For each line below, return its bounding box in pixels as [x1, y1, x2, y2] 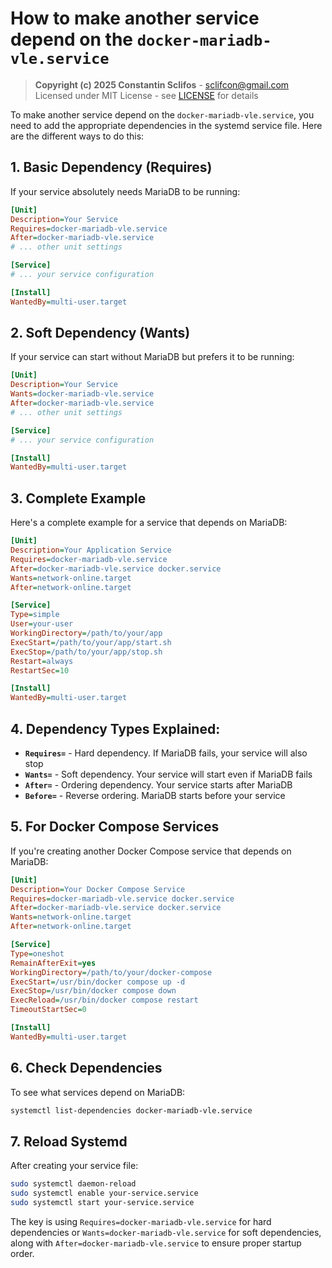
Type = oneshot [10, 948, 65, 959]
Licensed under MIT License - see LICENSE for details [34, 89, 259, 101]
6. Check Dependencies [10, 1060, 163, 1077]
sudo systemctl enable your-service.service [10, 1188, 199, 1199]
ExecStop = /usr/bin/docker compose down [10, 986, 177, 996]
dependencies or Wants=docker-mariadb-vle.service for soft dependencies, [10, 1226, 322, 1238]
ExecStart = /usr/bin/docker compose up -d [10, 977, 186, 987]
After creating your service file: [10, 1160, 139, 1172]
